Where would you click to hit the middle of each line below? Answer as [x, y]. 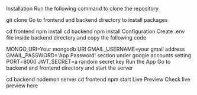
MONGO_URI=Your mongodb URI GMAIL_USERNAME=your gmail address [96, 49]
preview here [22, 86]
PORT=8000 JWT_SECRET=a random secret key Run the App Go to [88, 62]
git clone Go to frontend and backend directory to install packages [87, 20]
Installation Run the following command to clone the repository [82, 9]
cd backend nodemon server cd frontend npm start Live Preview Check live [98, 79]
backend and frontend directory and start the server [70, 68]
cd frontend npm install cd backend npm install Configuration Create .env [96, 31]
